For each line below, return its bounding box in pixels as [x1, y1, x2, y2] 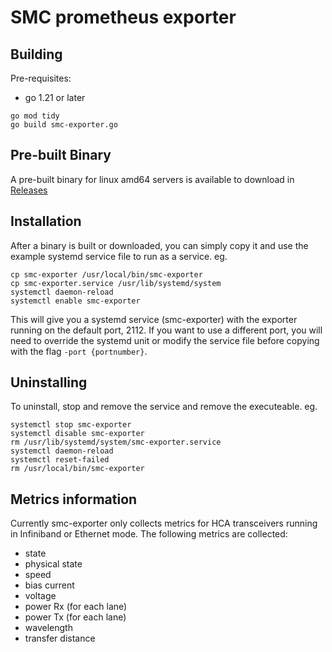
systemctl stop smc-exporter [10, 420, 132, 430]
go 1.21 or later [24, 92, 86, 103]
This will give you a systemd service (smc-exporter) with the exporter [10, 313, 298, 325]
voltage [24, 590, 57, 602]
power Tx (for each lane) [24, 611, 127, 623]
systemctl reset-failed [10, 455, 110, 465]
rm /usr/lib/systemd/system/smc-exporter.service [10, 437, 222, 448]
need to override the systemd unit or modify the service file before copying [10, 334, 320, 346]
